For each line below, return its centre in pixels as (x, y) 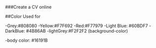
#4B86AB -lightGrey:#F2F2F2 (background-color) (77, 31)
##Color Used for (23, 16)
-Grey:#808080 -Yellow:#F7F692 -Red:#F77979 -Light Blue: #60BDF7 (77, 26)
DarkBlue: (15, 31)
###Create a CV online (28, 7)
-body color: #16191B (26, 40)
